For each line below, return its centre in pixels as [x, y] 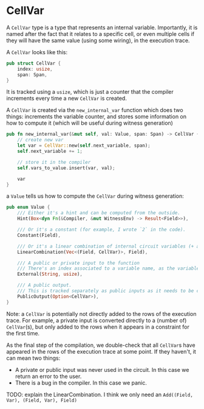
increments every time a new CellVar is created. [67, 99]
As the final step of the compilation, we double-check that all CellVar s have [101, 345]
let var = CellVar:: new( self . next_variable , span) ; [84, 146]
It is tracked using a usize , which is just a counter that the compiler [90, 92]
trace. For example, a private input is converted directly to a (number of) [97, 320]
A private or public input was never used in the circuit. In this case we [102, 369]
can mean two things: [33, 358]
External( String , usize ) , [50, 274]
